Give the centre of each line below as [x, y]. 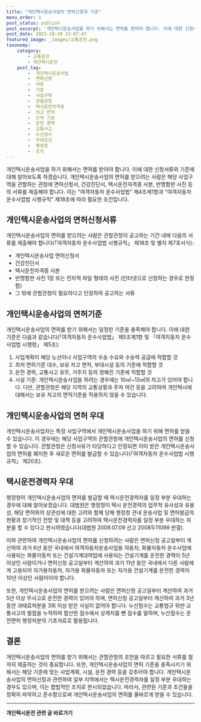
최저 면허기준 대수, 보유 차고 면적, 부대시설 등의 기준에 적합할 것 [89, 365]
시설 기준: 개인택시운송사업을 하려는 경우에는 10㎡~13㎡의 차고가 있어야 [98, 380]
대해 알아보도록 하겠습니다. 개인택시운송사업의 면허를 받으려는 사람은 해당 [92, 176]
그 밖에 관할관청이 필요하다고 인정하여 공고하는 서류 [75, 293]
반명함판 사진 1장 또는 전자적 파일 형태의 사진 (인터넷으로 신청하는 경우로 [99, 278]
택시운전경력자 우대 [40, 482]
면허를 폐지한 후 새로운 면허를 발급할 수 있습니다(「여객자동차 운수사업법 [100, 453]
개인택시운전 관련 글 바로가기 [39, 712]
